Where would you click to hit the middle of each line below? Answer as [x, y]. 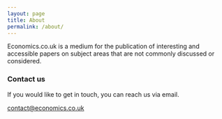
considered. [24, 61]
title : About [26, 20]
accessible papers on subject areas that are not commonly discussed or [111, 54]
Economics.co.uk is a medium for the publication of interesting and [104, 47]
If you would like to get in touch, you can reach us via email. [93, 94]
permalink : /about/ [36, 26]
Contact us [26, 79]
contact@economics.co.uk [46, 108]
